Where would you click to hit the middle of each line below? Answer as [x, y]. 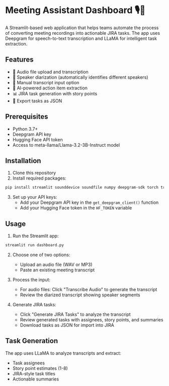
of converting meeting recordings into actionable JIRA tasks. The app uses [82, 33]
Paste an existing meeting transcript [57, 270]
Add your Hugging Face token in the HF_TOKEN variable [76, 208]
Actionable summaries [36, 379]
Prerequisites [27, 117]
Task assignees [29, 363]
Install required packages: [39, 178]
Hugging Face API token [37, 139]
